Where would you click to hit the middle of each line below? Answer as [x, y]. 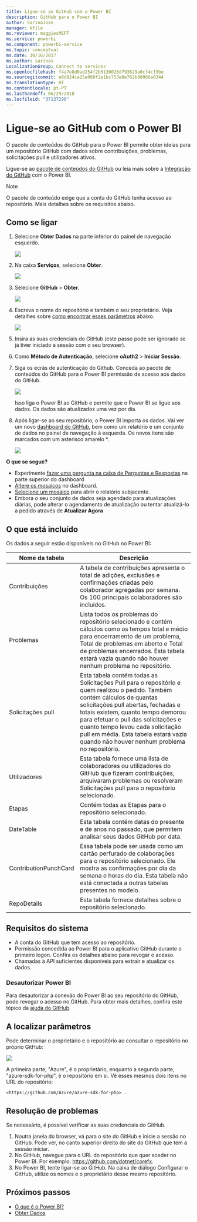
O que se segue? [27, 462]
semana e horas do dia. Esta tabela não [134, 876]
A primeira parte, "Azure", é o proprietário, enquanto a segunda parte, [90, 1069]
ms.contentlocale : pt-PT [36, 88]
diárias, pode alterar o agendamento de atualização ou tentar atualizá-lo [102, 505]
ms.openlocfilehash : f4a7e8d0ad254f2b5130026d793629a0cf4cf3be [85, 72]
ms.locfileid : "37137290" [38, 99]
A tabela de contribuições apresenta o [133, 568]
